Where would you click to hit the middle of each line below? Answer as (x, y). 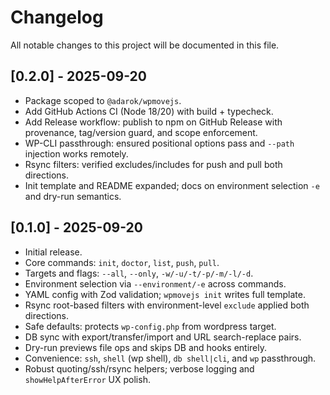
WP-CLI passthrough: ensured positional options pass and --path (159, 143)
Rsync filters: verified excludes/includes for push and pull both (153, 164)
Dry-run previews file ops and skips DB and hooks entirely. (145, 347)
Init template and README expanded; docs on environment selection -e (172, 185)
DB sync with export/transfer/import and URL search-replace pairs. (163, 337)
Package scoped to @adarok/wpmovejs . (103, 100)
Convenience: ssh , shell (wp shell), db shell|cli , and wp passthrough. (170, 358)
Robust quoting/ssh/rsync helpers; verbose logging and (139, 368)
